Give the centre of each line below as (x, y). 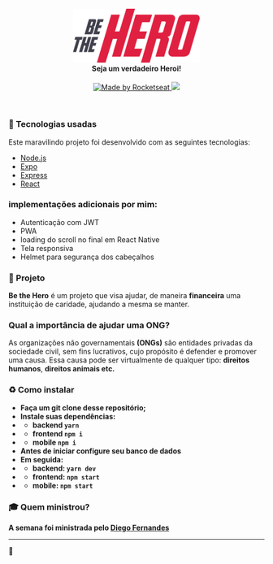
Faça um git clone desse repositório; (83, 407)
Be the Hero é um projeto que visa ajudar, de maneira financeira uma (125, 296)
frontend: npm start (66, 476)
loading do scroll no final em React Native (90, 239)
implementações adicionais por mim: (83, 205)
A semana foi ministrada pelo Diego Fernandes (89, 527)
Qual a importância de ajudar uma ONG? (89, 325)
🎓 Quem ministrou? (49, 507)
